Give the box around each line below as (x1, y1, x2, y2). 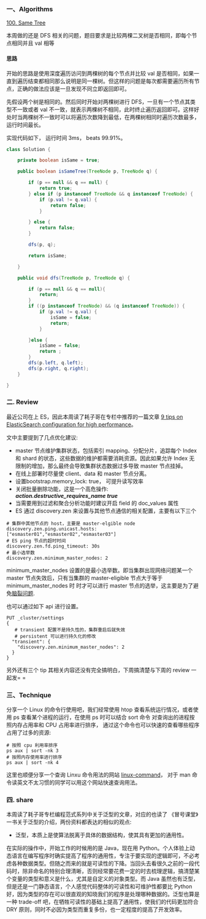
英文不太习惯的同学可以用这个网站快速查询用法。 (17, 779, 141, 786)
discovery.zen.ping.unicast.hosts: (6, 525, 97, 532)
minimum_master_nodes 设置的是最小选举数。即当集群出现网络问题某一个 (6, 566, 193, 574)
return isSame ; (28, 252, 67, 258)
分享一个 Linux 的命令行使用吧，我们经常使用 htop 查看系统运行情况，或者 (6, 706, 193, 713)
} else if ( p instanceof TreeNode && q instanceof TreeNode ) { (28, 191, 194, 197)
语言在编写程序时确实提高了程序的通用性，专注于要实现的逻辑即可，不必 (11, 852, 194, 859)
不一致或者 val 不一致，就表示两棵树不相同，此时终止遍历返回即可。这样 (11, 106, 194, 113)
